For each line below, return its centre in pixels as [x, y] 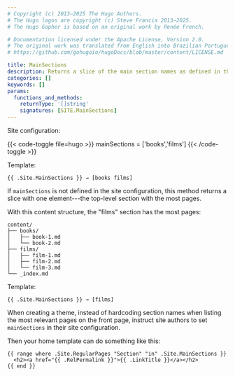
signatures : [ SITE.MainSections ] [69, 111]
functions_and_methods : [48, 98]
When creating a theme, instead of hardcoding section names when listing [114, 313]
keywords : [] [26, 85]
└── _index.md [28, 274]
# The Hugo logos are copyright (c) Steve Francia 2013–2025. [100, 20]
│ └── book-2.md [34, 243]
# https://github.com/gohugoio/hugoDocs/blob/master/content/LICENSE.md [115, 53]
